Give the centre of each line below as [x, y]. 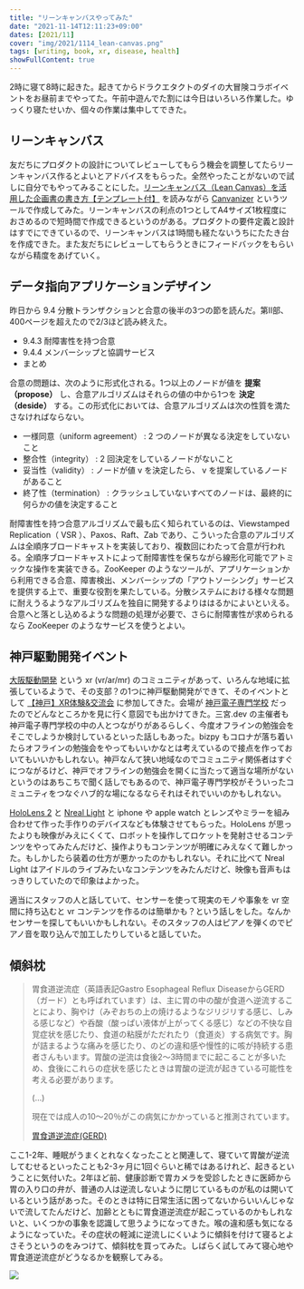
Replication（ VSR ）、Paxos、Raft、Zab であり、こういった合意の [132, 534]
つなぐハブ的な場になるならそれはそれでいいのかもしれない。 [171, 794]
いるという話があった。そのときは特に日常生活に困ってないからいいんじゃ [148, 1201]
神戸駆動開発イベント [69, 657]
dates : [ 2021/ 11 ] [42, 34]
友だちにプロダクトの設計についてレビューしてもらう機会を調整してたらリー [152, 164]
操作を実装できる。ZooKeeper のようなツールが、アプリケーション [157, 569]
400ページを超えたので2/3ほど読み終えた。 [90, 321]
